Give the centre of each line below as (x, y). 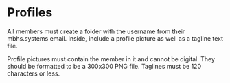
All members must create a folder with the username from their (96, 31)
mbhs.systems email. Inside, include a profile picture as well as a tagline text (115, 38)
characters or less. (34, 73)
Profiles (30, 13)
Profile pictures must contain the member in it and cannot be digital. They (111, 59)
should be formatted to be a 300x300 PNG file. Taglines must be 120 (104, 66)
